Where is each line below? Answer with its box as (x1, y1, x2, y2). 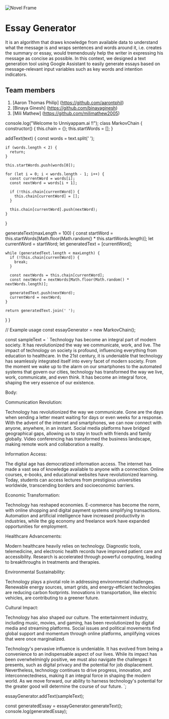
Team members (5, 86, 55, 95)
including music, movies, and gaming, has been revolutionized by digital (5, 619, 154, 625)
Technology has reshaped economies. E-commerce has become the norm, (5, 502, 160, 508)
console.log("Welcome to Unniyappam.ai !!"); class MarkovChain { (5, 120, 142, 126)
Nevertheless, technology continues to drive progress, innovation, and (5, 667, 151, 673)
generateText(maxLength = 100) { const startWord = (5, 230, 113, 236)
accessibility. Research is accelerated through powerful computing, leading (5, 554, 161, 560)
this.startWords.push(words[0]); (5, 162, 75, 168)
